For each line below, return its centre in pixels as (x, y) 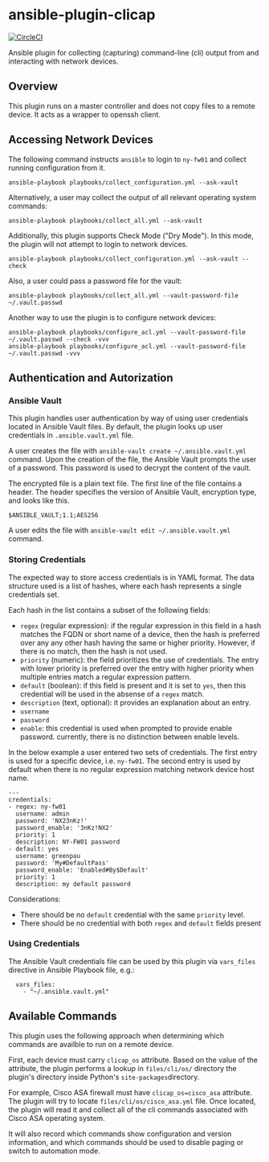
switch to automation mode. (54, 1151)
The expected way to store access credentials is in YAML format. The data (131, 577)
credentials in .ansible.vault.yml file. (71, 435)
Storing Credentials (47, 560)
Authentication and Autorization (91, 378)
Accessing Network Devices (81, 140)
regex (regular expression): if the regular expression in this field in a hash (141, 626)
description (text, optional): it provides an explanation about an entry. (135, 702)
